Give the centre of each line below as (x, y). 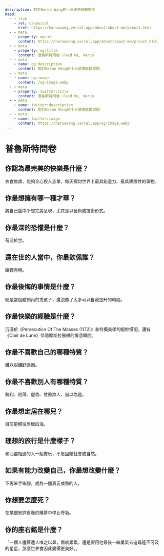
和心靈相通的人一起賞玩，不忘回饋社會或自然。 (52, 453)
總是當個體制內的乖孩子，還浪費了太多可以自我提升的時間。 (65, 299)
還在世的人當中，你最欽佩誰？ (50, 257)
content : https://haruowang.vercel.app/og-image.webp (74, 123)
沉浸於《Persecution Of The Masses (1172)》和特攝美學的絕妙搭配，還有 (78, 329)
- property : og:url (34, 37)
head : (10, 14)
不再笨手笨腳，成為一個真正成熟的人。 (43, 483)
